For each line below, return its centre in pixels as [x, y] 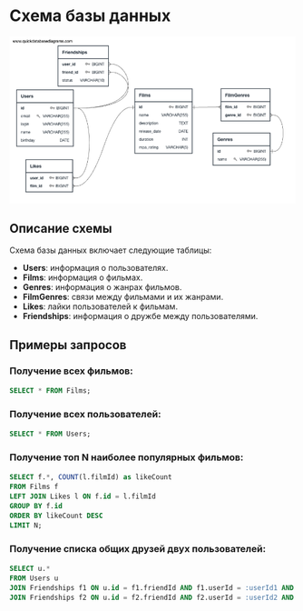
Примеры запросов [68, 345]
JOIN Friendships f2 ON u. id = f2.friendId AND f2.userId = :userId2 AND [152, 597]
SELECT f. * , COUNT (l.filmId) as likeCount [91, 477]
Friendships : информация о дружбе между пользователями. [140, 316]
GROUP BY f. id [36, 506]
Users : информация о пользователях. [95, 268]
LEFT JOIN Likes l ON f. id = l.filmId [83, 496]
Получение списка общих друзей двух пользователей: [137, 548]
